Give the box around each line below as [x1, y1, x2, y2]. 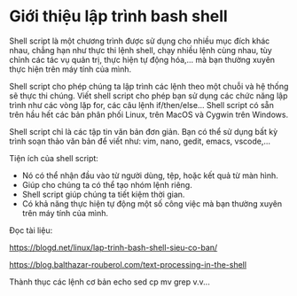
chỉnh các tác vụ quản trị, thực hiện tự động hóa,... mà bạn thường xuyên [9, 54, 276, 65]
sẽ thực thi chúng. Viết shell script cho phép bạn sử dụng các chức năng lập [9, 90, 288, 101]
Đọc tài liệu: [9, 224, 53, 236]
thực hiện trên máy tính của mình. [9, 64, 131, 74]
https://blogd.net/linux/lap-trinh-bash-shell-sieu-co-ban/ [9, 242, 218, 253]
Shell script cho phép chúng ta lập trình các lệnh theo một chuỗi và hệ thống [9, 81, 289, 91]
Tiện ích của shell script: [9, 152, 99, 163]
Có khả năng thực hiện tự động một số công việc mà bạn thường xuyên [21, 198, 282, 209]
